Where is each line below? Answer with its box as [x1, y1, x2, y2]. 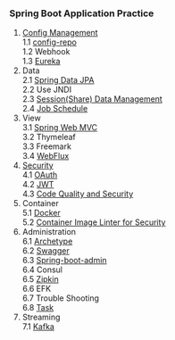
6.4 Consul [21, 264, 62, 275]
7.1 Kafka [21, 321, 55, 332]
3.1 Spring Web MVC [21, 122, 98, 133]
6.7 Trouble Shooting [21, 293, 100, 303]
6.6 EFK [21, 284, 52, 294]
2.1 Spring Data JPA [21, 75, 95, 86]
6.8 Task [21, 303, 54, 313]
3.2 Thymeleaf [21, 132, 76, 143]
